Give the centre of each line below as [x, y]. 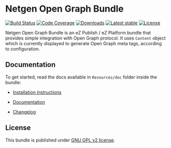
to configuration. [23, 49]
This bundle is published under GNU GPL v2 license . [60, 140]
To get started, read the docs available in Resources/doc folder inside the [81, 77]
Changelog [24, 112]
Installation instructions [37, 92]
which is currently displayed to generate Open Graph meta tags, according [83, 43]
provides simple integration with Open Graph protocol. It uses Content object [85, 38]
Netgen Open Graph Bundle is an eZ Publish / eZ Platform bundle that [78, 32]
